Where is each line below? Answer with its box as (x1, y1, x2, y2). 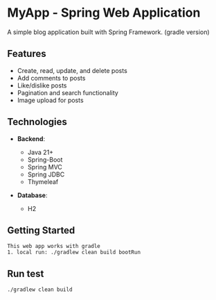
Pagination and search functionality (17, 88, 119, 97)
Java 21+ (27, 148, 54, 156)
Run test (7, 267, 44, 279)
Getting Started (7, 224, 75, 236)
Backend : (17, 134, 46, 143)
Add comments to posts (17, 74, 86, 82)
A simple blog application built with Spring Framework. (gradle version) (7, 28, 210, 36)
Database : (17, 191, 48, 199)
